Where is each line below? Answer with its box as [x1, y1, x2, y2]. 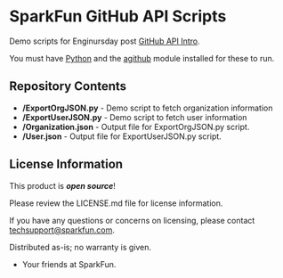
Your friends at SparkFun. [21, 258, 117, 269]
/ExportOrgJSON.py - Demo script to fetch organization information [21, 102, 273, 113]
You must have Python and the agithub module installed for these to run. [9, 53, 275, 63]
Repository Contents [9, 78, 127, 94]
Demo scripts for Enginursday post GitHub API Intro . [9, 36, 200, 46]
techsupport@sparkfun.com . [9, 225, 116, 235]
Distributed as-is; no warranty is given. [9, 241, 152, 252]
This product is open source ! [9, 180, 116, 191]
